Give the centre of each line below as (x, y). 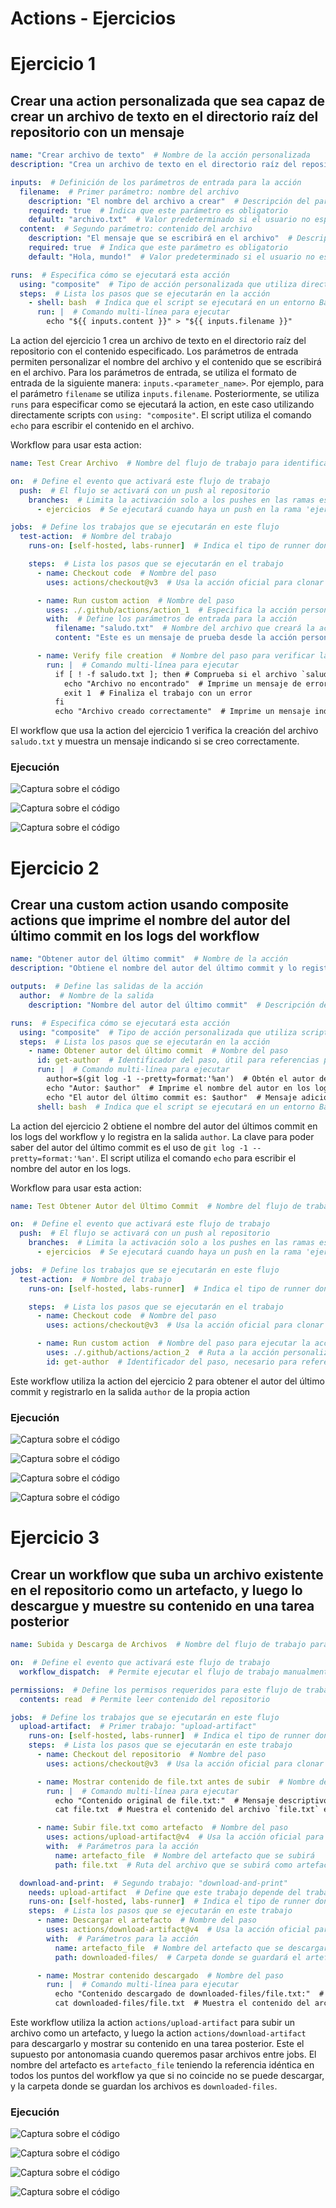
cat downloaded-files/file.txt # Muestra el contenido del (182, 2003)
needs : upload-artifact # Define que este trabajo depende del (165, 1892)
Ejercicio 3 (55, 1538)
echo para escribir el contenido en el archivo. (102, 426)
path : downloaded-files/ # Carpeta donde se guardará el (178, 1957)
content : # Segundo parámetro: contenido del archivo (136, 229)
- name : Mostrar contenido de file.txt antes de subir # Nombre (175, 1782)
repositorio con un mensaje (97, 132)
